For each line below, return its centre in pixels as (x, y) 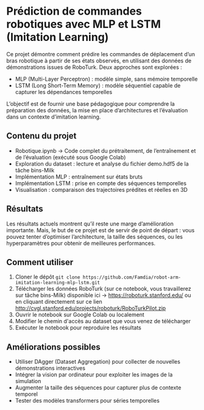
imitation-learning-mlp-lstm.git (58, 283)
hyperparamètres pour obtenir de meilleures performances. (81, 243)
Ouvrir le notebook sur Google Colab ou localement (80, 315)
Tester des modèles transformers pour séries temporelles (87, 401)
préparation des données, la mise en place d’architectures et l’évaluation (97, 110)
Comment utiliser (40, 262)
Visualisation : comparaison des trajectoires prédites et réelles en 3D (101, 189)
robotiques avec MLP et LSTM (84, 24)
